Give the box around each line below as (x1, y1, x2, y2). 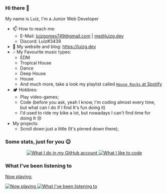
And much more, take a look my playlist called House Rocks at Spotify (20, 81, 162, 87)
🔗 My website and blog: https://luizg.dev (12, 43, 96, 49)
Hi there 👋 (5, 4, 30, 11)
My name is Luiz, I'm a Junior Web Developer (5, 16, 99, 22)
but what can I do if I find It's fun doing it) (20, 104, 106, 110)
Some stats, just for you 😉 (5, 138, 71, 145)
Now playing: (5, 173, 33, 179)
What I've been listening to (5, 162, 72, 169)
